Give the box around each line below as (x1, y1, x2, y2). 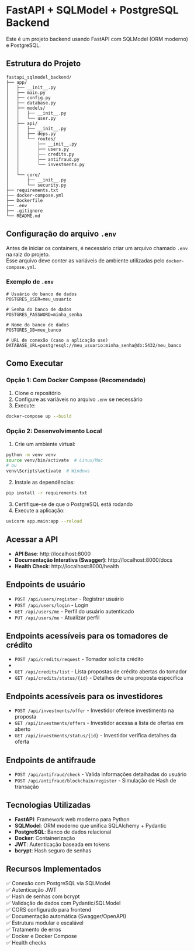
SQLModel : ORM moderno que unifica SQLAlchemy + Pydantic (14, 822, 167, 829)
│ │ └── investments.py (6, 161, 85, 167)
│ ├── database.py (6, 100, 57, 106)
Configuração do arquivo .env (6, 229, 117, 239)
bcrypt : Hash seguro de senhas (14, 847, 92, 854)
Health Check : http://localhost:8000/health (14, 562, 119, 569)
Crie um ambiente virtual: (14, 440, 76, 447)
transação (14, 783, 39, 790)
